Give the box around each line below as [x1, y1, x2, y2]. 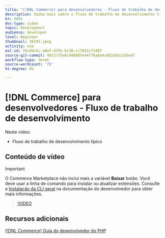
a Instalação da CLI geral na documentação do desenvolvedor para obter [5, 185, 153, 191]
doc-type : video [5, 21, 38, 26]
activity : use [5, 44, 34, 49]
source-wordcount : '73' [5, 62, 54, 67]
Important [5, 165, 25, 172]
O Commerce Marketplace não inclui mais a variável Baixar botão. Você [5, 175, 151, 181]
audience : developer [5, 30, 48, 35]
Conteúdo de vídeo [5, 153, 65, 161]
